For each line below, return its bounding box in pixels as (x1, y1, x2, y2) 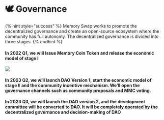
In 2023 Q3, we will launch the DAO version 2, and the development (5, 99, 146, 105)
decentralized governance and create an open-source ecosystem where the (5, 28, 160, 34)
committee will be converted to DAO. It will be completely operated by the (5, 104, 158, 110)
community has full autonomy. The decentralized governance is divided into (5, 33, 159, 39)
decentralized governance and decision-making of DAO (5, 109, 121, 115)
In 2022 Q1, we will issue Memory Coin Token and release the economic (5, 50, 155, 56)
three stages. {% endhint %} (5, 38, 63, 44)
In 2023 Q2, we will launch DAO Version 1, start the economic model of (5, 77, 152, 83)
